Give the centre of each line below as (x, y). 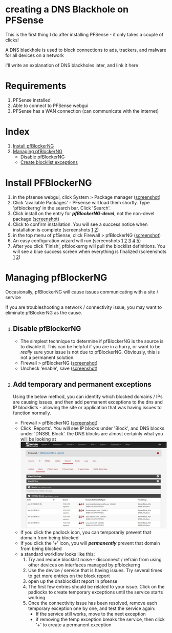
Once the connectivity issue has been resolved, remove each (92, 603)
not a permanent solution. (48, 357)
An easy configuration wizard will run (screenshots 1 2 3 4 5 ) (77, 240)
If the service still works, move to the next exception (91, 614)
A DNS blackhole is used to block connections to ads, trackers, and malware (86, 50)
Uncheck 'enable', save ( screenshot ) (59, 368)
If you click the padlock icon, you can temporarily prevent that (86, 532)
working (37, 598)
